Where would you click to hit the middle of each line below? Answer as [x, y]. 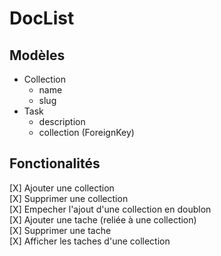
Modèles [37, 55]
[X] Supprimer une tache [60, 230]
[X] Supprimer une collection [69, 198]
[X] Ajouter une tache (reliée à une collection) [103, 219]
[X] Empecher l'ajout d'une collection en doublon [110, 209]
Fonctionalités [55, 163]
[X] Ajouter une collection [62, 188]
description [62, 121]
